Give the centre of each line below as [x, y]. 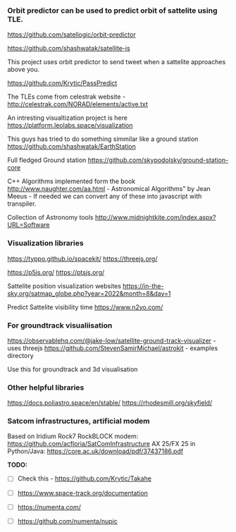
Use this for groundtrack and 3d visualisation [73, 369]
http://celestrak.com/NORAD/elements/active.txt [77, 104]
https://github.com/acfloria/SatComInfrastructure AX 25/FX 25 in [101, 444]
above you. [24, 70]
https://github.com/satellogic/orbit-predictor [72, 35]
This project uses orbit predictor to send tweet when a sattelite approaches [117, 62]
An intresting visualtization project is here [68, 118]
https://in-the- [143, 286]
